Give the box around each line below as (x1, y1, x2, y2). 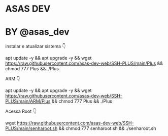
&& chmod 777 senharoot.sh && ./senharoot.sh (58, 125, 156, 131)
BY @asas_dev (5, 26, 70, 38)
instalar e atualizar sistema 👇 (5, 43, 66, 50)
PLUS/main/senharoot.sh (5, 125, 58, 131)
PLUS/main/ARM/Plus (5, 98, 51, 104)
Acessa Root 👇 (5, 108, 37, 114)
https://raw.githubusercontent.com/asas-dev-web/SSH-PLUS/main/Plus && (5, 60, 163, 66)
